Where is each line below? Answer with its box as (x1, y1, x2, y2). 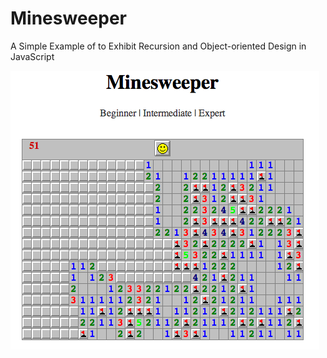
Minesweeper (10, 7, 127, 30)
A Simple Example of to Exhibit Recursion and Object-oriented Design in (10, 40, 307, 52)
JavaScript (10, 50, 55, 62)
